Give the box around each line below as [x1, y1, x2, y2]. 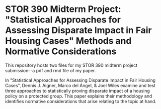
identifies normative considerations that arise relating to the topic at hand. [5, 98, 157, 104]
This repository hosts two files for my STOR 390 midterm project [5, 62, 138, 68]
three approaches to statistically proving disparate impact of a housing [5, 88, 150, 94]
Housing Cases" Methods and [5, 35, 132, 47]
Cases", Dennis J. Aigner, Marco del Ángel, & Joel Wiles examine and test [5, 82, 156, 88]
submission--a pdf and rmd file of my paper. [5, 67, 96, 73]
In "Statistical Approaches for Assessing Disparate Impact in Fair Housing [5, 77, 156, 83]
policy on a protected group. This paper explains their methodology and [5, 93, 153, 99]
